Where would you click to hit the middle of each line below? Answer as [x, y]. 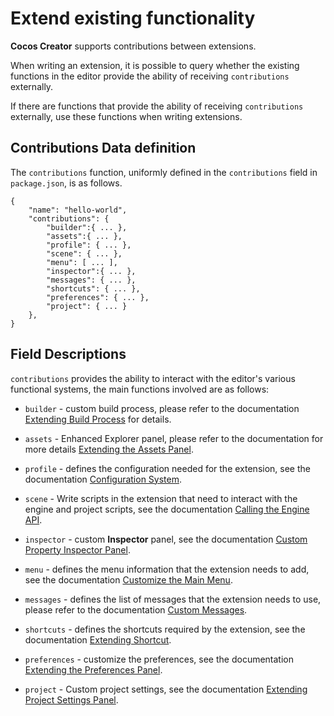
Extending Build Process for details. [98, 419]
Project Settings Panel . [71, 699]
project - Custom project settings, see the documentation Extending [166, 689]
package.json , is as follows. [66, 183]
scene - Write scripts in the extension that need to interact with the [161, 498]
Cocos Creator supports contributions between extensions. [133, 46]
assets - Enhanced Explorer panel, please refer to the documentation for [174, 438]
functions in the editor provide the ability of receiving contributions [150, 76]
